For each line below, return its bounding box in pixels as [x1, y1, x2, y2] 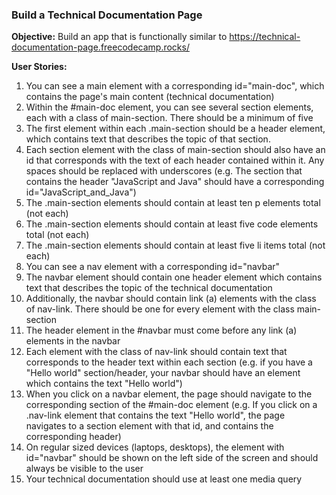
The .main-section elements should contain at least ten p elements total [25, 197, 321, 209]
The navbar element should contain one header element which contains [25, 271, 323, 283]
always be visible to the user [25, 463, 144, 475]
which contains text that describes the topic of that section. [25, 133, 271, 145]
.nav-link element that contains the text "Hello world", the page [25, 409, 286, 422]
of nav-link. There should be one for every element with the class [25, 303, 295, 315]
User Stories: [11, 61, 68, 73]
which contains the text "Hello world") [25, 378, 183, 390]
